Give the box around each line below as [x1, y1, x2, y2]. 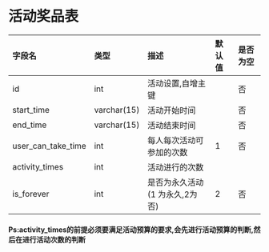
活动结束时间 [147, 119, 196, 130]
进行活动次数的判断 [22, 234, 86, 244]
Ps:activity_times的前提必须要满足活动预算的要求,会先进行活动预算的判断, [8, 225, 254, 234]
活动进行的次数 [147, 162, 204, 173]
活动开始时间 [147, 105, 196, 116]
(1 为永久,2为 [147, 189, 198, 200]
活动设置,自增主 [147, 78, 207, 89]
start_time [12, 104, 50, 115]
